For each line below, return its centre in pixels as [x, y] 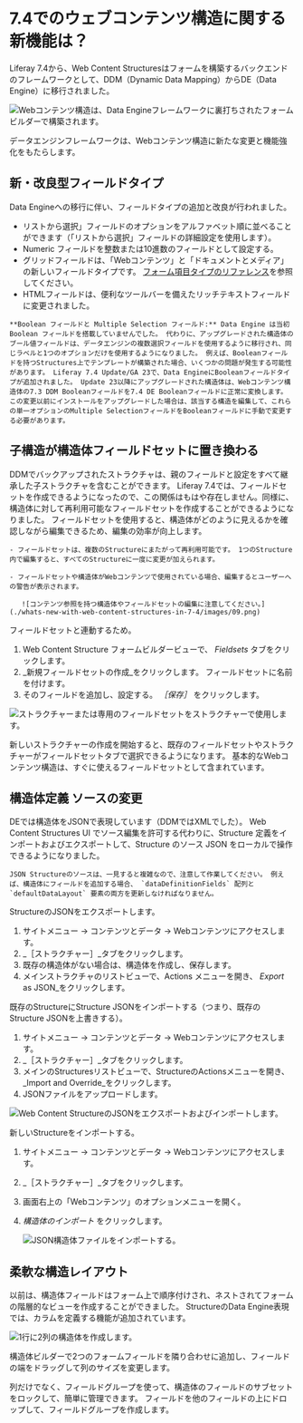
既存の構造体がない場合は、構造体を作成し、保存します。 [129, 965]
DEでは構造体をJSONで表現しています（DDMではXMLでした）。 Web [138, 822]
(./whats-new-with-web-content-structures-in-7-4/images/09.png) [135, 612]
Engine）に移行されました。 [62, 91]
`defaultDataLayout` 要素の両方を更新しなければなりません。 [114, 894]
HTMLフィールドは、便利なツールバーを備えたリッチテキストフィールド [156, 294]
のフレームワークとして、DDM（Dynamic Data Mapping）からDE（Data [143, 79]
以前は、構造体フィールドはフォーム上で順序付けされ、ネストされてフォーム [151, 1295]
